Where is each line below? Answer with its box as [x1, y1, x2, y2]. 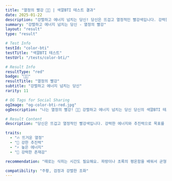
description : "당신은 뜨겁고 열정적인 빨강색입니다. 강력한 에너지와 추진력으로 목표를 [5, 121, 165, 126]
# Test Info [5, 41, 31, 46]
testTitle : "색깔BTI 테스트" [5, 50, 62, 56]
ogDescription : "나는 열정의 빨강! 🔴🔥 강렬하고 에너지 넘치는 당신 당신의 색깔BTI [5, 107, 161, 112]
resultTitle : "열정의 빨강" [5, 79, 60, 84]
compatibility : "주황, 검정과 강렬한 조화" [5, 168, 89, 173]
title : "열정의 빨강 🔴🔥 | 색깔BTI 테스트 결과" [5, 7, 96, 13]
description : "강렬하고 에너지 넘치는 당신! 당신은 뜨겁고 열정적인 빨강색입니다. [5, 17, 156, 22]
